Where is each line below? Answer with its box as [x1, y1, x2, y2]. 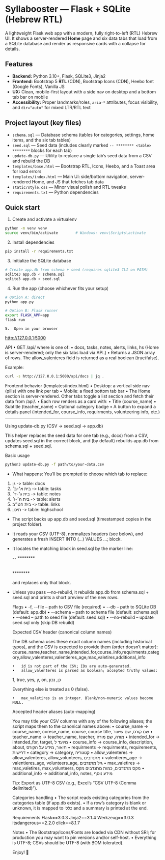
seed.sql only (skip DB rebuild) [12, 619, 75, 625]
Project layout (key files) [5, 119, 82, 127]
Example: [5, 365, 24, 370]
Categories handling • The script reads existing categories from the [12, 795, 149, 801]
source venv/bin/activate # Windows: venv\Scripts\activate [5, 230, 146, 235]
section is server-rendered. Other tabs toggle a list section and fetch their [5, 393, 154, 399]
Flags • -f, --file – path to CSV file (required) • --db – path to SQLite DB [12, 603, 156, 610]
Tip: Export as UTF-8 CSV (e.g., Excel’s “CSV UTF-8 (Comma [12, 780, 137, 786]
